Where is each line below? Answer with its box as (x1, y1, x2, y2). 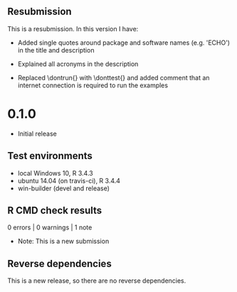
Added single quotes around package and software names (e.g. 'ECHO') (17, 38, 230, 47)
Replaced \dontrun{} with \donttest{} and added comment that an (17, 73, 210, 82)
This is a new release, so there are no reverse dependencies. (7, 276, 186, 285)
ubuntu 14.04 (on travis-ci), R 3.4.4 (17, 176, 121, 185)
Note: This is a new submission (17, 237, 110, 246)
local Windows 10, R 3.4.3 (17, 168, 94, 177)
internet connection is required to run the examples (17, 81, 169, 90)
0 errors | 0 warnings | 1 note (7, 223, 93, 232)
